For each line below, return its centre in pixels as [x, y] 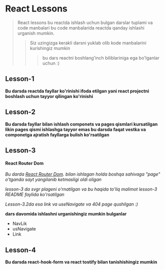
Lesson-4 [20, 250]
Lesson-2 [20, 112]
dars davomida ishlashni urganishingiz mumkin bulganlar [66, 214]
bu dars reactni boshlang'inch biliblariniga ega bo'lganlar [101, 57]
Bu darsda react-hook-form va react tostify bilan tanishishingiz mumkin [81, 262]
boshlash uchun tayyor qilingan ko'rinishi [49, 96]
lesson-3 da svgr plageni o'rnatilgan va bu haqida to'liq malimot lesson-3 [81, 189]
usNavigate [24, 229]
